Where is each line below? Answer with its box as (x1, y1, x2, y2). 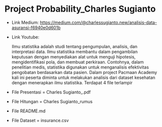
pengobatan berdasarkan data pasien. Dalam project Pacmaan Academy (11, 69, 158, 75)
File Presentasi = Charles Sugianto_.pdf (11, 89, 91, 95)
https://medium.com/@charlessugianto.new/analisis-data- (40, 19, 157, 25)
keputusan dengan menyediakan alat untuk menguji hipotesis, (11, 54, 136, 59)
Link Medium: (11, 19, 39, 25)
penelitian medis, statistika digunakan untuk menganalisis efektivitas (11, 64, 149, 70)
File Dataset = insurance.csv (11, 117, 69, 123)
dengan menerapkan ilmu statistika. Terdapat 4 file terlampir (11, 79, 133, 86)
